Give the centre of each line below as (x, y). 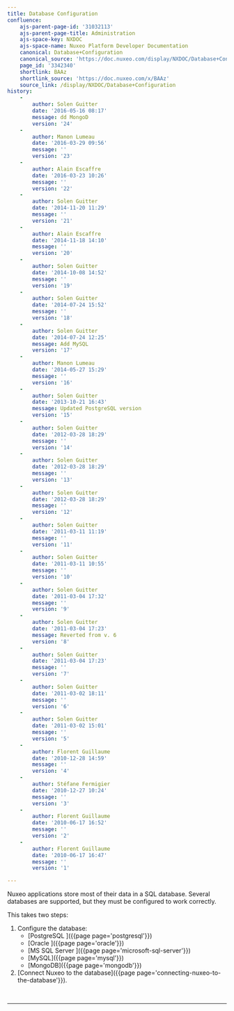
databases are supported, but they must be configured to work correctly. (112, 902)
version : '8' (51, 641)
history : (20, 91)
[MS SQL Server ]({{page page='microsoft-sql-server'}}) (109, 950)
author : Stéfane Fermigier (71, 784)
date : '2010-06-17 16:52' (70, 823)
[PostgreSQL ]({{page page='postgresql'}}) (90, 936)
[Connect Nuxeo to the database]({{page (76, 973)
